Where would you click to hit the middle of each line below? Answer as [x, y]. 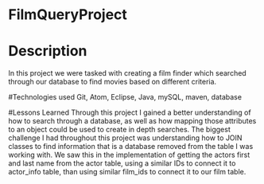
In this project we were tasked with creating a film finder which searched [127, 73]
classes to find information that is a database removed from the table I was [131, 147]
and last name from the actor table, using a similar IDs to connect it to [122, 163]
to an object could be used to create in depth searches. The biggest [119, 130]
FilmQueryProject [68, 15]
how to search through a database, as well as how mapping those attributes [132, 121]
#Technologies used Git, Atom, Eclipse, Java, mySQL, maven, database [125, 97]
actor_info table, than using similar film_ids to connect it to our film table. [127, 172]
